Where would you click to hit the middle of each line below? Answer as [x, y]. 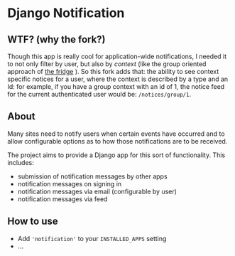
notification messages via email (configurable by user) [97, 191]
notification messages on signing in [70, 183]
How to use [33, 222]
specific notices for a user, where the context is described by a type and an [118, 79]
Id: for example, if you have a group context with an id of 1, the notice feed [116, 86]
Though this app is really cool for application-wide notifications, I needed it [117, 56]
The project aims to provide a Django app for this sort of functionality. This [116, 155]
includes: [21, 162]
